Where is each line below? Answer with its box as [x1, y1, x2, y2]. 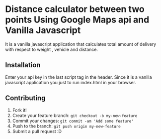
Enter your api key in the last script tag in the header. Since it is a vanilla [5, 74, 153, 80]
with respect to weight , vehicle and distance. [5, 46, 98, 52]
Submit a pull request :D [12, 128, 62, 134]
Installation [5, 61, 41, 69]
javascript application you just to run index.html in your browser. [5, 79, 137, 85]
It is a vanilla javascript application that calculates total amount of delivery [5, 41, 157, 47]
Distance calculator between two [5, 3, 145, 15]
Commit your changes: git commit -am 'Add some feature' [12, 118, 134, 124]
